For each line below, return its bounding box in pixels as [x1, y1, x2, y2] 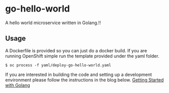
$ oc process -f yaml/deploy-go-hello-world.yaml [5, 62, 112, 68]
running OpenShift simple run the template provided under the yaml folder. [5, 53, 159, 59]
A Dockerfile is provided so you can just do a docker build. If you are [5, 47, 147, 53]
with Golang [5, 82, 30, 88]
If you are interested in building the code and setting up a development [5, 71, 152, 77]
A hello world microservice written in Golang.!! [5, 20, 101, 26]
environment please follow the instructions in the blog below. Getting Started [5, 76, 164, 83]
